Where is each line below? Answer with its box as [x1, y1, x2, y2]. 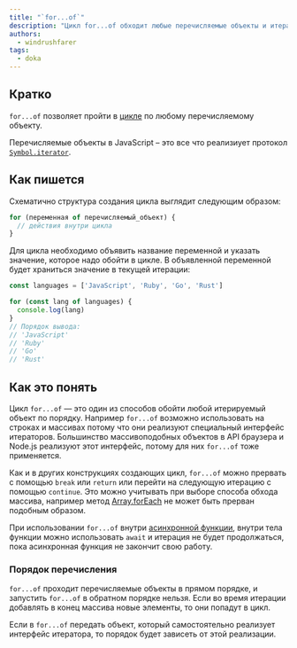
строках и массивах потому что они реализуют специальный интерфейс [9, 422, 285, 433]
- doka [17, 54, 42, 63]
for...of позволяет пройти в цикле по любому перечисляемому [9, 110, 255, 121]
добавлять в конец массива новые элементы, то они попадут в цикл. [9, 602, 271, 613]
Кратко [9, 87, 52, 102]
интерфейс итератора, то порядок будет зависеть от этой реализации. [9, 628, 277, 639]
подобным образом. [9, 504, 87, 515]
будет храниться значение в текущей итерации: [9, 264, 191, 275]
